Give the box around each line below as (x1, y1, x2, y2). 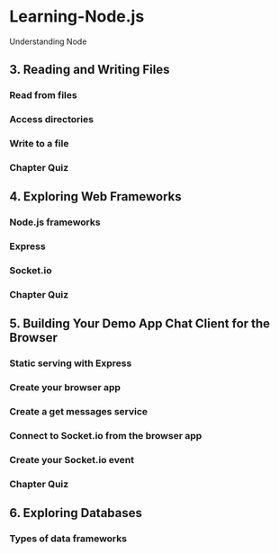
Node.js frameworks (9, 216, 101, 228)
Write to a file (9, 138, 69, 150)
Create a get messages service (9, 406, 148, 418)
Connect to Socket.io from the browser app (9, 430, 202, 442)
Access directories (9, 113, 94, 126)
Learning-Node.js (9, 6, 145, 27)
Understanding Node (9, 36, 87, 47)
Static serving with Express (9, 357, 132, 370)
